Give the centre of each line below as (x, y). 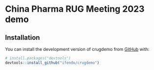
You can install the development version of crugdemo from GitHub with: (77, 49)
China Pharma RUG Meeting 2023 (75, 9)
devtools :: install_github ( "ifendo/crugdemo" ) (52, 63)
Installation (22, 37)
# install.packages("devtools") (38, 58)
